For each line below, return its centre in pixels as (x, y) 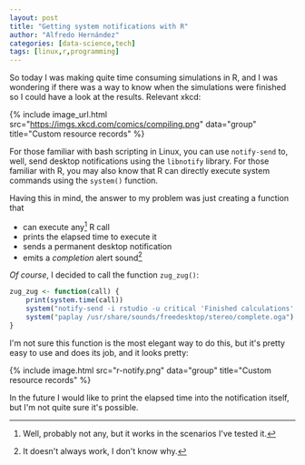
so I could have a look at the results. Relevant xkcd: (105, 97)
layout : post (34, 18)
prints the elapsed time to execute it (89, 237)
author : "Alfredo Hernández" (64, 35)
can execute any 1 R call (66, 226)
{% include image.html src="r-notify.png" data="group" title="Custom (141, 370)
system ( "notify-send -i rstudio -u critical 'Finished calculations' (160, 309)
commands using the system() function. (84, 181)
